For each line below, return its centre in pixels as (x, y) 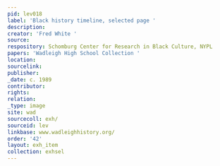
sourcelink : (25, 66)
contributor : (26, 86)
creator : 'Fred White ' (42, 34)
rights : (19, 93)
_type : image (26, 106)
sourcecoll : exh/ (33, 119)
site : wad (22, 112)
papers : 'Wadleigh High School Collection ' (74, 54)
